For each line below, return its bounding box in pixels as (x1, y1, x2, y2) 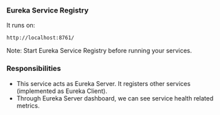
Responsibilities (6, 64, 61, 74)
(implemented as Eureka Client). (16, 87, 108, 95)
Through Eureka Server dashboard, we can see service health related (16, 94, 214, 102)
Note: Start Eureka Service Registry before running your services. (6, 47, 192, 55)
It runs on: (6, 21, 36, 30)
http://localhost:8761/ (6, 34, 75, 41)
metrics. (16, 101, 41, 109)
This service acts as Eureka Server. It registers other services (16, 79, 190, 87)
